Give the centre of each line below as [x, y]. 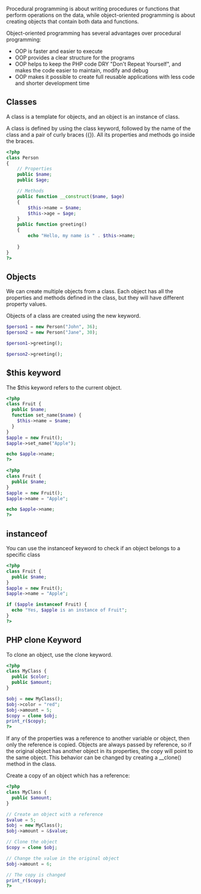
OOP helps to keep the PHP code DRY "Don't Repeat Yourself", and [98, 64]
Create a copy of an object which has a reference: [68, 775]
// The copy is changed [36, 875]
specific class [23, 554]
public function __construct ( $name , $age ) [71, 196]
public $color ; [31, 677]
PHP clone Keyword [44, 640]
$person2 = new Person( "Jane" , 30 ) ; [52, 333]
